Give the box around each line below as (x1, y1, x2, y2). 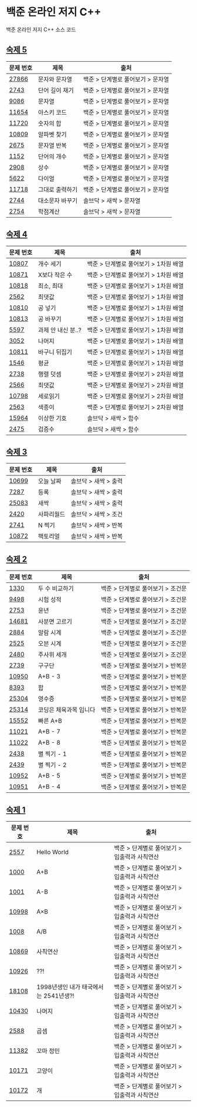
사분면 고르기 (38, 618, 72, 626)
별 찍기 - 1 (38, 750, 67, 758)
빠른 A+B (38, 717, 63, 725)
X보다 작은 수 (38, 271, 73, 279)
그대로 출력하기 (38, 185, 78, 194)
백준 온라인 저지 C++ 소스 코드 (6, 26, 76, 33)
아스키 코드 (38, 108, 67, 116)
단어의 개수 (38, 152, 67, 161)
